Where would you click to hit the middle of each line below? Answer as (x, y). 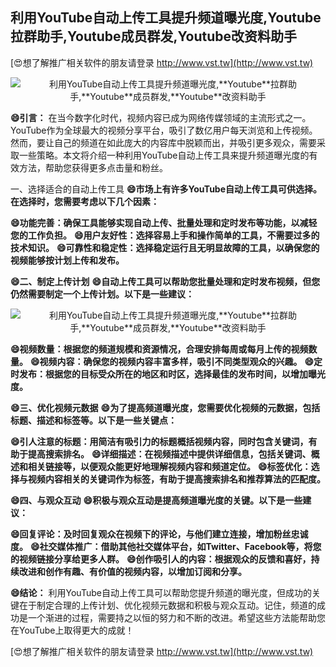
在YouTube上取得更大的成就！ (72, 630)
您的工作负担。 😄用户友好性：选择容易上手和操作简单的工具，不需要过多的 (165, 235)
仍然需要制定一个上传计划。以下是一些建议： (102, 294)
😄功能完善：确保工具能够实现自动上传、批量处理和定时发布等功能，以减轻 (164, 222)
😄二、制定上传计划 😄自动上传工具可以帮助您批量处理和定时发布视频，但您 (165, 281)
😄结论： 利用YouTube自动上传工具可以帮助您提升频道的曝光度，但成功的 (161, 592)
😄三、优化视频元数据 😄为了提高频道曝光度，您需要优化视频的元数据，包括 (165, 407)
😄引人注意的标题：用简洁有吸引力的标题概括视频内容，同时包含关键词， (159, 441)
